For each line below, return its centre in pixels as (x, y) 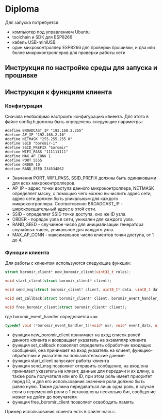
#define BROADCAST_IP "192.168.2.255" (44, 131)
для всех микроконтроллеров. (44, 183)
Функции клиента (27, 253)
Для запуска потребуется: (32, 22)
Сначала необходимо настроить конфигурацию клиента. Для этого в (77, 117)
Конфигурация (24, 106)
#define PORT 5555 (24, 161)
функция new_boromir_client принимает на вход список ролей (76, 335)
